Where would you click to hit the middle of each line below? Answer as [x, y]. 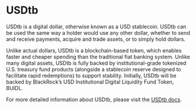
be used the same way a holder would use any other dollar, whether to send [98, 32]
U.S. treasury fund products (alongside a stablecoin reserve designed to [94, 69]
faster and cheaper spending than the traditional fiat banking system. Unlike [98, 57]
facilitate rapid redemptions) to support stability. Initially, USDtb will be [91, 75]
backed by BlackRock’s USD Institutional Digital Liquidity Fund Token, [90, 82]
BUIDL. [15, 88]
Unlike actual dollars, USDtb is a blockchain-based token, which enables [94, 50]
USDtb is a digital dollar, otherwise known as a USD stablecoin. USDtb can [96, 27]
